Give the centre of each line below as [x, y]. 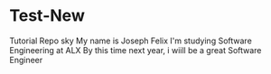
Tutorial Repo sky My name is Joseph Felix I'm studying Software [131, 41]
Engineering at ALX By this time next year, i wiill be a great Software [135, 50]
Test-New [47, 16]
